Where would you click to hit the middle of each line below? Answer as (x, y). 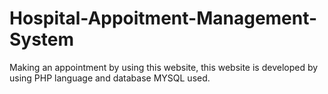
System (42, 39)
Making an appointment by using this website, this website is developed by (164, 67)
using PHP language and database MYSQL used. (110, 78)
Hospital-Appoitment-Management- (163, 18)
